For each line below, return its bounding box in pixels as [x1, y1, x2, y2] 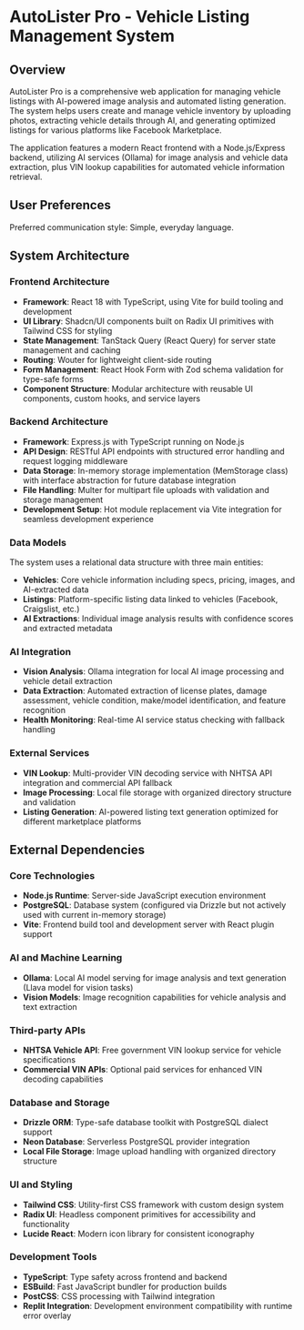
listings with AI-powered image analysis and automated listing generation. [9, 96, 287, 106]
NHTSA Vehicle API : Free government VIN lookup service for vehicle [22, 1044, 282, 1055]
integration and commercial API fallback [22, 777, 173, 788]
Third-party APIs [9, 1023, 86, 1036]
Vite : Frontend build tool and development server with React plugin [22, 919, 275, 930]
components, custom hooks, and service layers [22, 393, 201, 404]
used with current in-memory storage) [22, 910, 167, 921]
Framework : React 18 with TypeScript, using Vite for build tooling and [22, 296, 284, 307]
